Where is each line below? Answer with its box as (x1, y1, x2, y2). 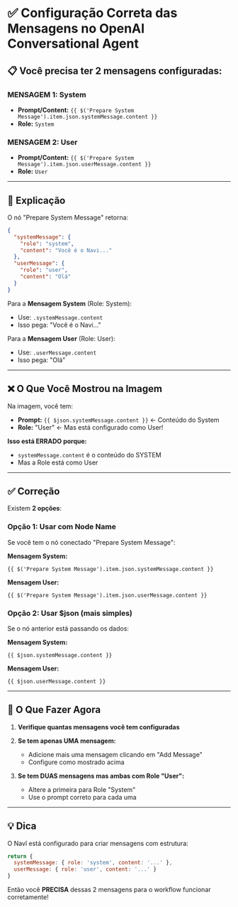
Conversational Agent (7, 36, 140, 52)
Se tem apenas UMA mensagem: (17, 737, 116, 745)
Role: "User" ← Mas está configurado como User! (17, 423, 164, 431)
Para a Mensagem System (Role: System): (7, 299, 132, 308)
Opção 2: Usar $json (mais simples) (7, 608, 133, 618)
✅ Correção (7, 485, 60, 497)
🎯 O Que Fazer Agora (7, 704, 101, 716)
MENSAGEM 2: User (7, 137, 78, 147)
